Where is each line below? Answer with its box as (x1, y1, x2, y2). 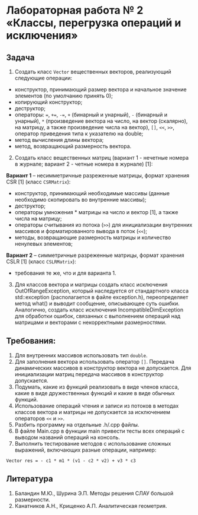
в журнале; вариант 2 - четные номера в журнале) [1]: (14, 161, 153, 167)
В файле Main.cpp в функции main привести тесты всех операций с (14, 427, 185, 434)
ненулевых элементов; (14, 240, 73, 247)
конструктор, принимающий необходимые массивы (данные (14, 190, 170, 196)
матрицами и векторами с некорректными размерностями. (14, 319, 167, 326)
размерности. (14, 496, 50, 503)
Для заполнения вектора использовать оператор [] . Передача (14, 358, 174, 365)
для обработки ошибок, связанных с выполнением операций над (14, 313, 181, 319)
